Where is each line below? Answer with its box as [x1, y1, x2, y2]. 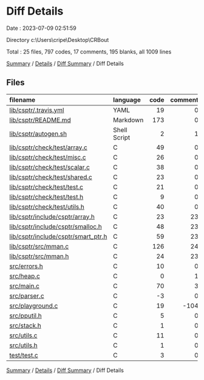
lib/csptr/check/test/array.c [9, 143, 88, 152]
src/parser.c [9, 291, 44, 300]
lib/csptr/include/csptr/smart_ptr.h [9, 232, 107, 241]
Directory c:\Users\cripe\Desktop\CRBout [6, 36, 109, 43]
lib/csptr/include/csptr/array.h [9, 212, 95, 220]
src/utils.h [9, 341, 38, 350]
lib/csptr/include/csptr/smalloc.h [9, 222, 102, 231]
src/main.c [9, 281, 39, 290]
